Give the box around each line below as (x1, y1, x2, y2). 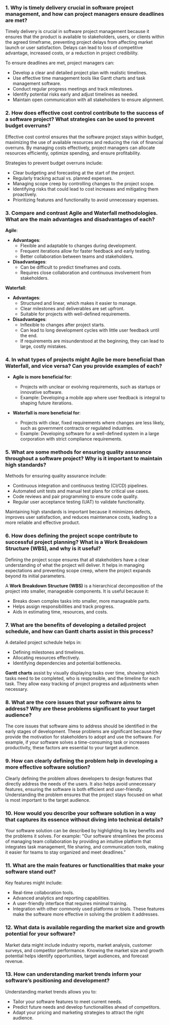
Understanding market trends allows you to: (5, 988, 97, 994)
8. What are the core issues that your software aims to (5, 699, 142, 706)
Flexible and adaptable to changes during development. (20, 242, 137, 248)
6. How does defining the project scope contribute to (5, 532, 138, 539)
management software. (12, 80, 61, 86)
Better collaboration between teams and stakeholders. (20, 253, 134, 259)
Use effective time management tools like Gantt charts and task (12, 75, 146, 81)
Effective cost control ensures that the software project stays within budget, (5, 134, 164, 140)
